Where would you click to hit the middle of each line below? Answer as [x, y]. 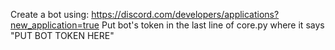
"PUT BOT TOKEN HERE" [62, 35]
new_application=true [55, 25]
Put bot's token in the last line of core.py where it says [213, 25]
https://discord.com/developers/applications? [185, 14]
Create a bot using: [50, 14]
